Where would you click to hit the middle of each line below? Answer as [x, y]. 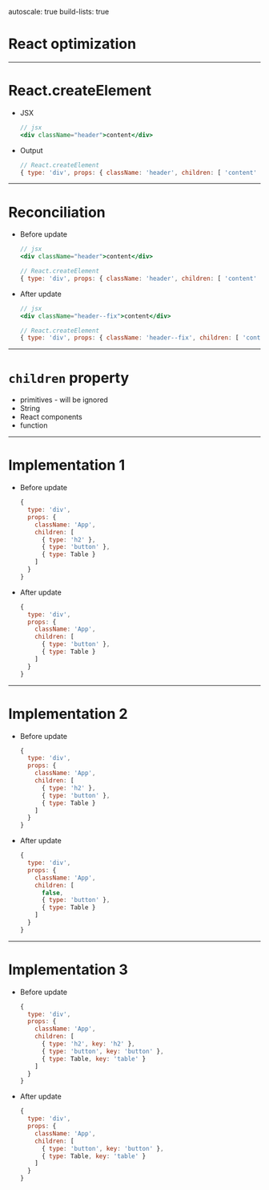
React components [51, 417]
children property [69, 378]
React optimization [72, 44]
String [30, 408]
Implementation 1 [67, 465]
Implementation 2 [68, 714]
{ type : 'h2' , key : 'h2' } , [88, 1044]
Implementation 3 [68, 969]
